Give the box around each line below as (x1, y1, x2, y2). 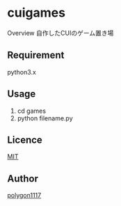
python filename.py (17, 113, 73, 122)
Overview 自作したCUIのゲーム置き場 (7, 29, 114, 37)
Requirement (7, 49, 65, 61)
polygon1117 (7, 191, 42, 200)
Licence (7, 134, 43, 145)
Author (7, 173, 38, 184)
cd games (17, 106, 47, 115)
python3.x (7, 68, 36, 76)
